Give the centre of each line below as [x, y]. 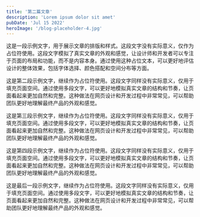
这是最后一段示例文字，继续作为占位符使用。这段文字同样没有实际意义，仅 [97, 185]
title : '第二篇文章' [29, 12]
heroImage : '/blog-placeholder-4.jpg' [54, 28]
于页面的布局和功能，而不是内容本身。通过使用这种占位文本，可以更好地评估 [100, 61]
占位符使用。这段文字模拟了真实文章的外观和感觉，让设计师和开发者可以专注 [100, 54]
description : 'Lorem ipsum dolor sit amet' [61, 17]
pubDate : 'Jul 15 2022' [36, 23]
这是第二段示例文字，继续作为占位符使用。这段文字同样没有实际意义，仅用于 [100, 81]
